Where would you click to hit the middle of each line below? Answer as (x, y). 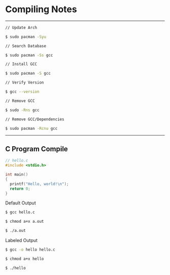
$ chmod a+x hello (25, 259)
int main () (17, 175)
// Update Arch (21, 27)
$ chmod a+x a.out (25, 222)
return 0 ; (20, 189)
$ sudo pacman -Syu (26, 37)
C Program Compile (37, 149)
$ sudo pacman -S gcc (28, 74)
